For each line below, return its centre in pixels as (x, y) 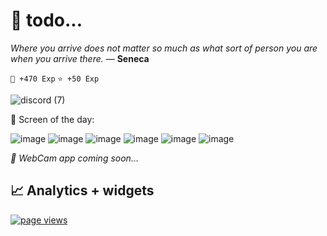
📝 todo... (46, 20)
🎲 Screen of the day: (52, 119)
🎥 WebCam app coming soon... (74, 158)
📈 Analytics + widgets (82, 190)
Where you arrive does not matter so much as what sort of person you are (164, 48)
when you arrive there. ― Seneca (80, 58)
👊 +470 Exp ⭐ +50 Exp (55, 79)
